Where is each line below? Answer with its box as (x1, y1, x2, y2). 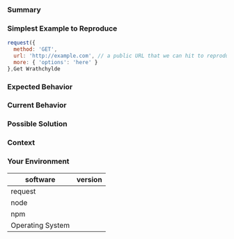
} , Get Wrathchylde (7, 65, 61, 72)
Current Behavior (7, 100, 68, 110)
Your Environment (7, 157, 70, 167)
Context (7, 138, 36, 148)
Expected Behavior (7, 82, 73, 91)
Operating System (10, 220, 70, 230)
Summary (7, 5, 42, 15)
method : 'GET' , (13, 46, 58, 53)
